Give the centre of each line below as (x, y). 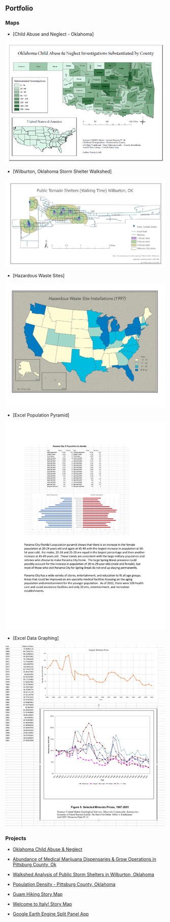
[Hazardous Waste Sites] (39, 276)
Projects (16, 838)
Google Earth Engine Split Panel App (50, 914)
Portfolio (19, 8)
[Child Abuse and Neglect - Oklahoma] (53, 34)
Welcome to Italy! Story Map (42, 904)
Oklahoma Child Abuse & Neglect (47, 849)
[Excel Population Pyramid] (41, 415)
